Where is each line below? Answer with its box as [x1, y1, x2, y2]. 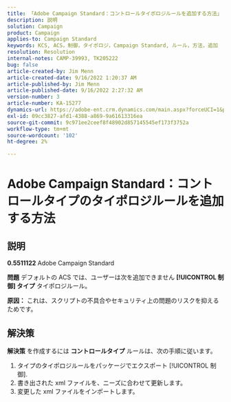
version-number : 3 [7, 94, 60, 101]
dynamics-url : [7, 106, 48, 113]
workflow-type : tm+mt [7, 125, 69, 132]
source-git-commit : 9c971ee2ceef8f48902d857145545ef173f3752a [7, 119, 189, 126]
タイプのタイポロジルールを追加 [43, 194, 225, 209]
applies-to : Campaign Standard [7, 36, 97, 43]
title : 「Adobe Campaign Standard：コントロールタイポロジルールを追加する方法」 [7, 10, 223, 17]
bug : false [7, 61, 38, 68]
